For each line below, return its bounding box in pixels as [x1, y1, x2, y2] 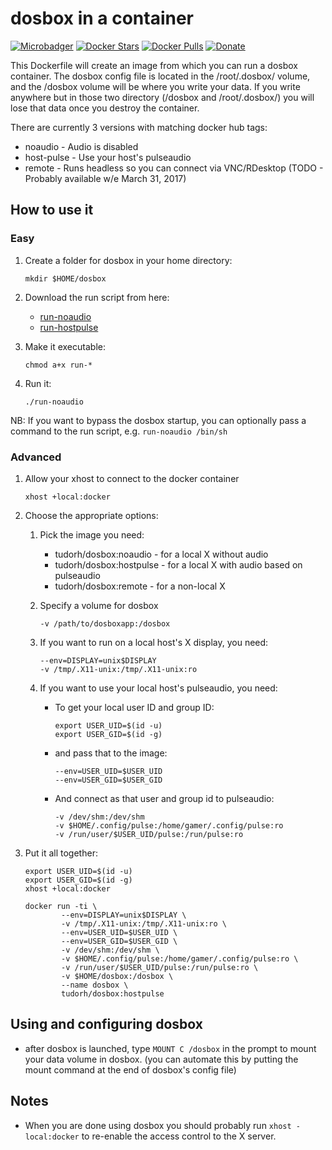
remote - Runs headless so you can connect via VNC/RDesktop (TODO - [24, 162, 324, 174]
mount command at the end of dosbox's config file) [24, 1063, 237, 1076]
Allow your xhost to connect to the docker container [24, 472, 240, 484]
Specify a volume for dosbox [39, 599, 159, 611]
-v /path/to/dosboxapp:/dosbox [39, 618, 171, 629]
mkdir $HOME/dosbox [24, 273, 107, 284]
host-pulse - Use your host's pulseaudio [24, 151, 192, 163]
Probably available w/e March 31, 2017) [24, 172, 187, 184]
